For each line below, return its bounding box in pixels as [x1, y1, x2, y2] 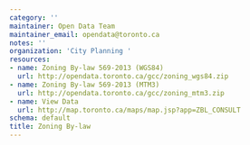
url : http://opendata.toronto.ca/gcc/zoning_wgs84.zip [17, 72, 229, 81]
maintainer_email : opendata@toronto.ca [9, 30, 160, 39]
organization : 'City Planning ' [9, 47, 131, 56]
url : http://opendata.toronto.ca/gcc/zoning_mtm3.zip [17, 88, 225, 97]
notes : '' [9, 38, 47, 48]
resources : [9, 55, 51, 64]
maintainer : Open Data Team [9, 22, 116, 31]
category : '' [9, 13, 59, 23]
